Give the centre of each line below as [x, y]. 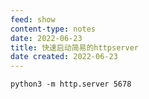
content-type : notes [53, 29]
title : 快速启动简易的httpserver [74, 47]
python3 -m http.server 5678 [71, 84]
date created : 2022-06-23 [64, 57]
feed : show [33, 19]
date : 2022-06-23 [46, 38]
